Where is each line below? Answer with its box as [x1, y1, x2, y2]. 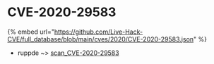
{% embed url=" [7, 27, 55, 36]
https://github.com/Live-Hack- [54, 27, 143, 36]
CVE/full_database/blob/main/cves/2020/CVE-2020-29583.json [7, 34, 194, 43]
